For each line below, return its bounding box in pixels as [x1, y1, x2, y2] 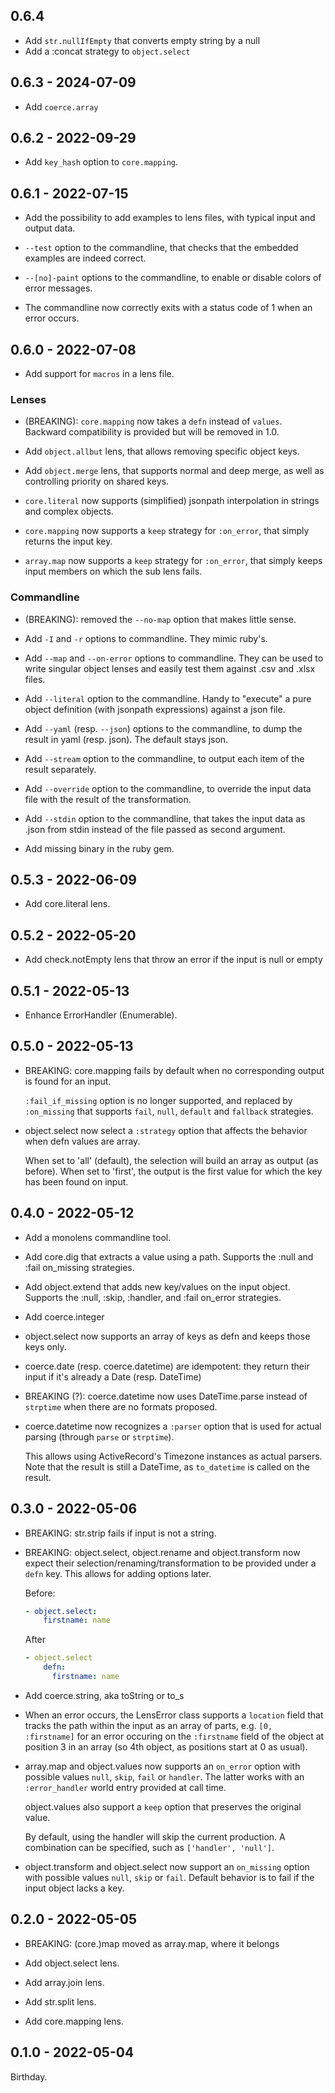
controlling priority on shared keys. [24, 475, 170, 488]
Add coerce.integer [24, 1310, 105, 1323]
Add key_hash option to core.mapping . [24, 156, 179, 168]
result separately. [24, 763, 97, 775]
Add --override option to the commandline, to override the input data [24, 782, 312, 794]
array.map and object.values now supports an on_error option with [24, 1760, 301, 1772]
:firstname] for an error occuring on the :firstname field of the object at [24, 1730, 325, 1742]
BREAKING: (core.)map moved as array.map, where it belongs [24, 1937, 280, 1949]
